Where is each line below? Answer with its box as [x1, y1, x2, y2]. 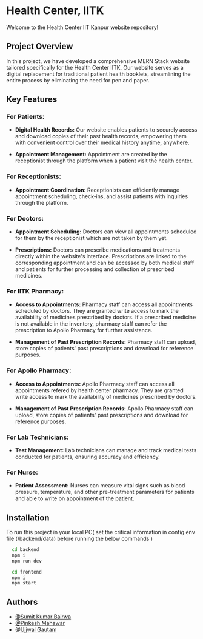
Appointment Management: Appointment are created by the [15, 151, 168, 158]
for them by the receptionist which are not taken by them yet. [15, 235, 168, 242]
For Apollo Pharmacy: [6, 366, 72, 375]
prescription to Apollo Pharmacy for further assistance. [15, 327, 153, 334]
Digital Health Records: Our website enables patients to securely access [15, 126, 198, 133]
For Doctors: [6, 214, 44, 222]
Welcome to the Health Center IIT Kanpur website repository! [6, 24, 159, 31]
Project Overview [6, 41, 73, 52]
